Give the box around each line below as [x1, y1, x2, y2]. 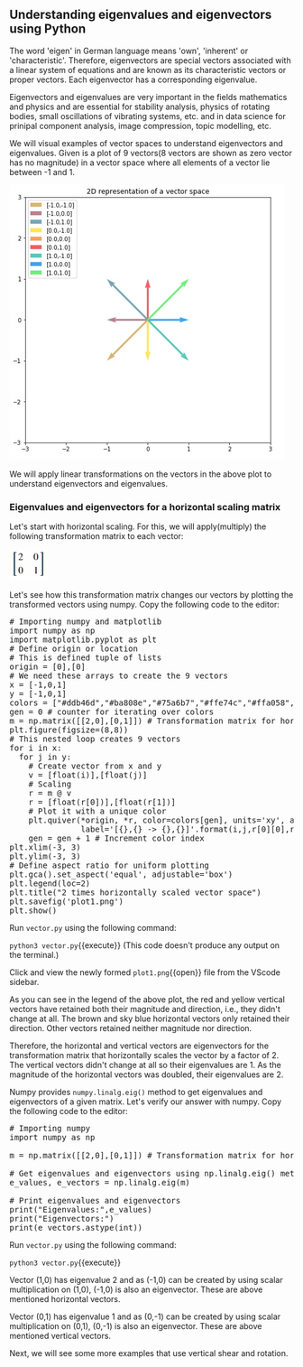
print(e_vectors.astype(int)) [9, 1223, 143, 1233]
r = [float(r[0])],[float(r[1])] [28, 797, 177, 807]
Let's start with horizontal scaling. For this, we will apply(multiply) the [9, 521, 267, 532]
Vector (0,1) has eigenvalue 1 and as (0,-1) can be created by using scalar [9, 1311, 281, 1322]
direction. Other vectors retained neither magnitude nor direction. [9, 1023, 252, 1034]
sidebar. [9, 977, 40, 988]
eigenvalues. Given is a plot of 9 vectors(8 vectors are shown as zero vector [9, 147, 293, 158]
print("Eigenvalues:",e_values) [9, 1204, 152, 1215]
